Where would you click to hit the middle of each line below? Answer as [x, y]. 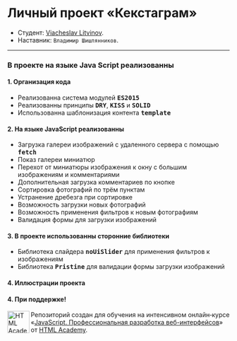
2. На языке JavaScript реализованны [66, 129]
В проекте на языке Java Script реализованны [91, 65]
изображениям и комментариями [68, 175]
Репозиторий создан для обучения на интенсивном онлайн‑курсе [130, 315]
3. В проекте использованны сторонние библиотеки [89, 236]
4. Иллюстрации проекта [47, 283]
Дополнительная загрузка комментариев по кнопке [96, 183]
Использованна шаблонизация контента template [94, 113]
